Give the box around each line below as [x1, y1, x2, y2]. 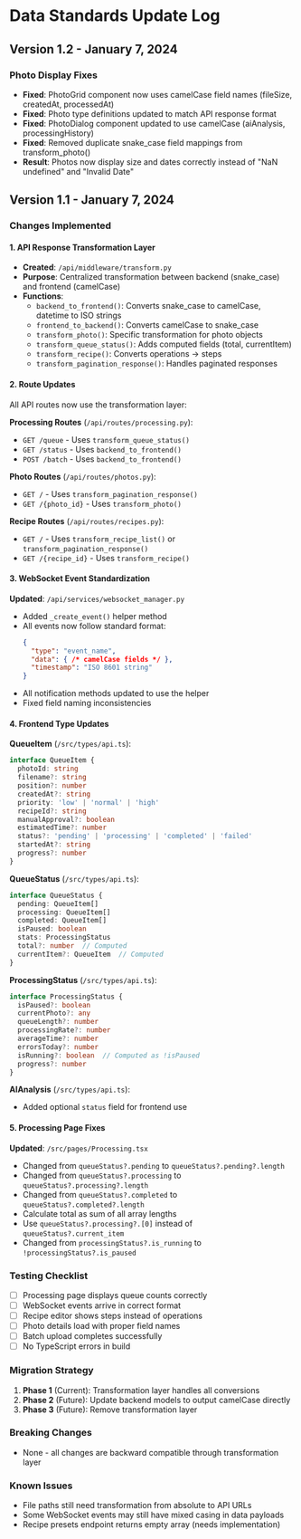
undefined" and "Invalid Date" [22, 166, 134, 177]
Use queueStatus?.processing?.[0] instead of [22, 1218, 193, 1228]
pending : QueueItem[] [17, 899, 99, 908]
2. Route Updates [9, 378, 76, 389]
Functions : [22, 291, 64, 301]
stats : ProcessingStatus [17, 933, 111, 942]
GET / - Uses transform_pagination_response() [22, 488, 199, 499]
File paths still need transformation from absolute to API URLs [22, 1500, 252, 1511]
